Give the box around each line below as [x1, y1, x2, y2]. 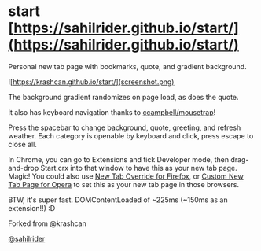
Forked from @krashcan [8, 219, 86, 228]
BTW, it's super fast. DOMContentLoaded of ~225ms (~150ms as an [8, 195, 228, 205]
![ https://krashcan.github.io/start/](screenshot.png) [8, 77, 175, 87]
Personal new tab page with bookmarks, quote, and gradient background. [8, 61, 247, 71]
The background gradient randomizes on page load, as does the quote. [8, 92, 239, 102]
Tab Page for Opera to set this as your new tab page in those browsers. [8, 179, 240, 189]
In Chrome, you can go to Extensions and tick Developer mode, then [8, 154, 230, 164]
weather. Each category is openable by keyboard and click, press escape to [8, 131, 254, 140]
